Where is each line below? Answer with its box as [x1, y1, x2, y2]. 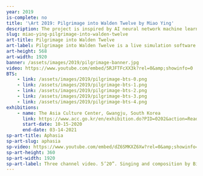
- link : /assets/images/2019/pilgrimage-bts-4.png [17, 99, 147, 105]
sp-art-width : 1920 [6, 155, 56, 161]
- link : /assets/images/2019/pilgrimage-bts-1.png [17, 82, 147, 88]
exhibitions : [6, 104, 39, 111]
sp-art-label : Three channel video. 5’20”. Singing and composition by [6, 161, 190, 167]
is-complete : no [6, 15, 47, 21]
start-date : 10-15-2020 [22, 122, 83, 128]
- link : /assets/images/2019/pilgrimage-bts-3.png [17, 93, 147, 99]
